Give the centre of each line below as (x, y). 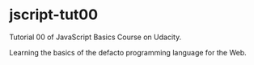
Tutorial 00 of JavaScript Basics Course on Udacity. (95, 37)
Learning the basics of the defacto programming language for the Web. (128, 52)
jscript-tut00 (54, 15)
